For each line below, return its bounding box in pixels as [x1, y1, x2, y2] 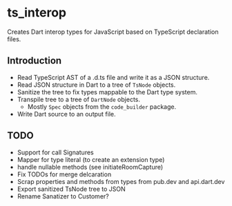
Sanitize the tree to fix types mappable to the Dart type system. [17, 87, 198, 96]
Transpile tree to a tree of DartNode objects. [17, 95, 140, 103]
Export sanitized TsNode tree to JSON [17, 185, 126, 193]
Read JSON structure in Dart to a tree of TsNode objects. [17, 81, 176, 89]
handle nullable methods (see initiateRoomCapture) [17, 163, 164, 171]
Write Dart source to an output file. [17, 110, 116, 118]
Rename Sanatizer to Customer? [17, 192, 109, 200]
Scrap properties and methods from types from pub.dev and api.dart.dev [17, 177, 225, 185]
